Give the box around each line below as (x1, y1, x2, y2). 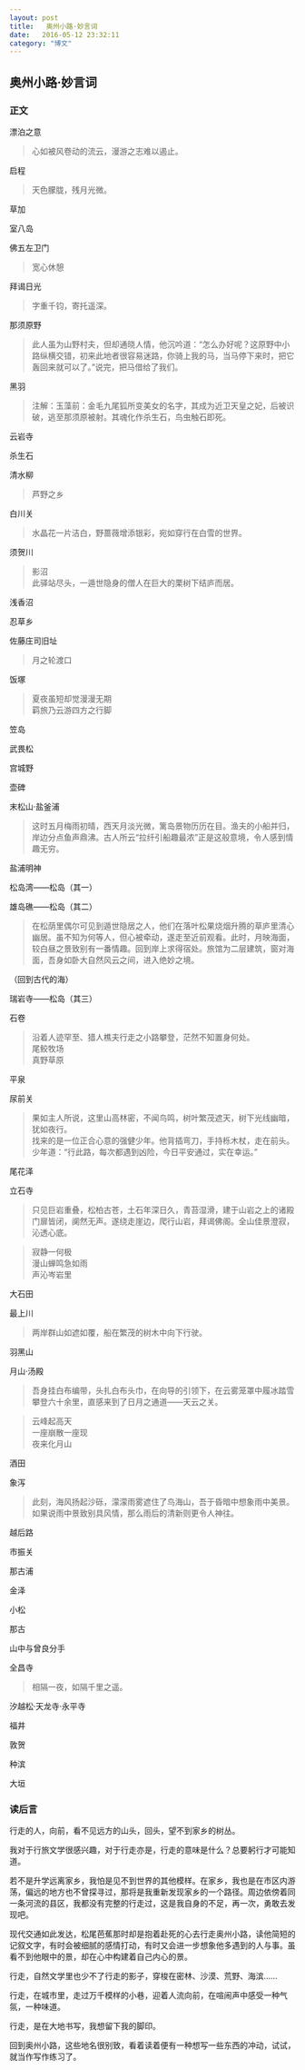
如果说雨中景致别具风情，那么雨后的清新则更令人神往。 (31, 1508, 239, 1518)
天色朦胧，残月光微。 (31, 184, 112, 195)
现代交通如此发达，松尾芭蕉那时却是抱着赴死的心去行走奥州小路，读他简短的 (9, 1928, 296, 1940)
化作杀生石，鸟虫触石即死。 (126, 411, 231, 423)
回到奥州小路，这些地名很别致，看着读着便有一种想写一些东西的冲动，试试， (9, 2040, 296, 2051)
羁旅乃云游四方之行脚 (31, 704, 112, 715)
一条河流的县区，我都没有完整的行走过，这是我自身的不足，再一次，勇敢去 (9, 1898, 288, 1909)
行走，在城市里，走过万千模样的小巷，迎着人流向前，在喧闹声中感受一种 (9, 1990, 280, 2001)
